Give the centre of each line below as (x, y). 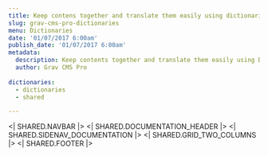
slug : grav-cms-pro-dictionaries (64, 23)
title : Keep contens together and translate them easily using (116, 16)
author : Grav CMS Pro (51, 68)
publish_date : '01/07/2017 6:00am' (67, 45)
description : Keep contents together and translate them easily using (135, 60)
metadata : (25, 53)
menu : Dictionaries (41, 30)
